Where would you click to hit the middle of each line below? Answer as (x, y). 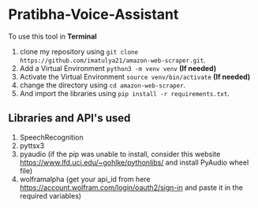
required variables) (50, 195)
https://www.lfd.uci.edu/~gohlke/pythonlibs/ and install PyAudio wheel (134, 162)
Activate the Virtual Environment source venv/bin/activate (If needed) (135, 76)
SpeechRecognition (52, 137)
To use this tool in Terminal (52, 36)
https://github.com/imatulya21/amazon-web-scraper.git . (113, 60)
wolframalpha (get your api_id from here (85, 179)
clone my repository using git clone (79, 51)
